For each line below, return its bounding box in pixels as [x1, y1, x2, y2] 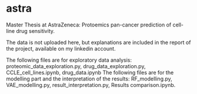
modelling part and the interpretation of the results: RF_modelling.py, [6, 75, 172, 82]
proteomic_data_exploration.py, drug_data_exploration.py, [6, 62, 146, 69]
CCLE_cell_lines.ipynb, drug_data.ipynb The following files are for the [6, 69, 174, 76]
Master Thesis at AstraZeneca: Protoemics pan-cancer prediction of [6, 21, 172, 28]
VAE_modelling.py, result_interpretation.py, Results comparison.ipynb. [6, 81, 176, 88]
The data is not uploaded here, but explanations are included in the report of [6, 39, 191, 46]
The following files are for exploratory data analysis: [6, 56, 132, 63]
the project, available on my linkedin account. [6, 45, 116, 52]
